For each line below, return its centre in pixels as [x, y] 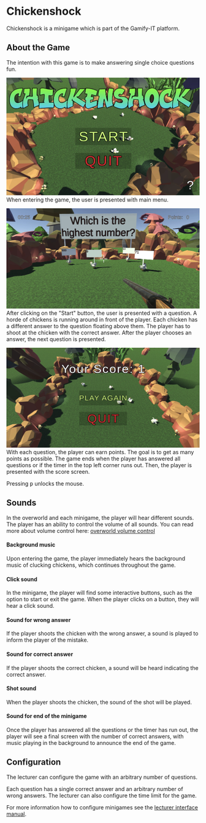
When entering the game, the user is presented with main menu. [87, 199]
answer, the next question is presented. [56, 339]
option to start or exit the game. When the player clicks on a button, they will [103, 599]
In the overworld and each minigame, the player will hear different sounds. [100, 518]
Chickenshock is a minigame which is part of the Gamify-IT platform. [93, 28]
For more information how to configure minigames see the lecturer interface [102, 807]
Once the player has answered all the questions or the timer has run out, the [102, 730]
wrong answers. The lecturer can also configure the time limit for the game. [102, 795]
